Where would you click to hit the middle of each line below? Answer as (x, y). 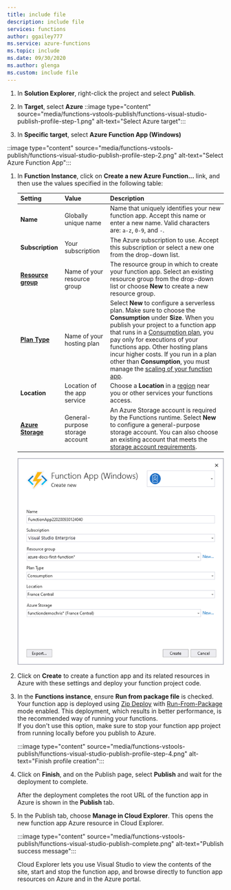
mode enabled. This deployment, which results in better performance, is (119, 711)
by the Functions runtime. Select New (163, 417)
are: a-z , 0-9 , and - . (137, 230)
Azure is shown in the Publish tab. (66, 803)
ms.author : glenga (33, 65)
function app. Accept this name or (158, 216)
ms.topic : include (33, 51)
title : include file (37, 14)
